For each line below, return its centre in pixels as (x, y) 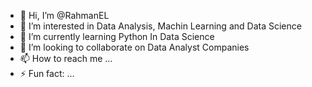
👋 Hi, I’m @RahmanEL (64, 15)
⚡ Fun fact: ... (47, 73)
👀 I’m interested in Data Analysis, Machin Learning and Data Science (160, 26)
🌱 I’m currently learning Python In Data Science (117, 36)
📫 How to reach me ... (66, 58)
